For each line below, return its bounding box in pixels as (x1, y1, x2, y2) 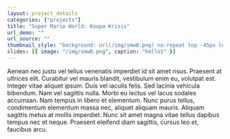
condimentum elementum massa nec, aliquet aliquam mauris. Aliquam (7, 103, 205, 112)
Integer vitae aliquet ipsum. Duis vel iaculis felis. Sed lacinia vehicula (7, 81, 201, 90)
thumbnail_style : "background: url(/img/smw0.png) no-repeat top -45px (7, 42, 216, 49)
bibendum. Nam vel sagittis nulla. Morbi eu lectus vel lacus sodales (7, 88, 196, 97)
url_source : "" (7, 36, 51, 42)
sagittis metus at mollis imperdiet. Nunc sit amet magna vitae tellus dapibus (7, 110, 220, 118)
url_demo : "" (7, 29, 44, 36)
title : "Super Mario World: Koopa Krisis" (7, 23, 130, 29)
